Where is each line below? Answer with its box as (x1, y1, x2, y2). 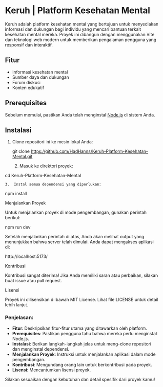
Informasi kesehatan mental (12, 69, 68, 75)
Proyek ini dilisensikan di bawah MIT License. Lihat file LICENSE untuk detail (5, 296, 159, 303)
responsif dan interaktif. (5, 42, 53, 47)
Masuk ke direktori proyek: (19, 163, 73, 169)
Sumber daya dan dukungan (12, 74, 69, 80)
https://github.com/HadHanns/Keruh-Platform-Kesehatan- (31, 148, 148, 154)
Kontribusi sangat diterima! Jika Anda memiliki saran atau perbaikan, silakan (5, 273, 158, 278)
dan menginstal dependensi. (12, 346, 70, 352)
